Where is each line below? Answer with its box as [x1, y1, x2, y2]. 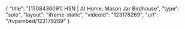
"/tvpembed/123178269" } [5, 18, 70, 24]
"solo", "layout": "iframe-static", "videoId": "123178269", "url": [5, 11, 158, 18]
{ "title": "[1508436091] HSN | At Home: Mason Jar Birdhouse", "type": [5, 5, 180, 12]
